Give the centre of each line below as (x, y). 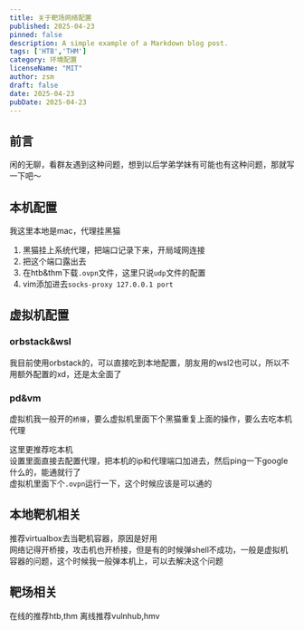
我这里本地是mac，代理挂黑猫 (65, 231)
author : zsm (32, 77)
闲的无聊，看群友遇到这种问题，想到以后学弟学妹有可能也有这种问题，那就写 (152, 165)
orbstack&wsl (41, 342)
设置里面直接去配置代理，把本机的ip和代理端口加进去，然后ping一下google (149, 460)
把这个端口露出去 (54, 261)
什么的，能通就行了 (45, 471)
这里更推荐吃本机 (41, 449)
